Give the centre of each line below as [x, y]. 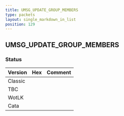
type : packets [20, 15]
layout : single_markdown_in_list [41, 19]
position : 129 [20, 24]
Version [18, 72]
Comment [59, 72]
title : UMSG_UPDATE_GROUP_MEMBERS [42, 10]
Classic [17, 81]
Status [13, 59]
